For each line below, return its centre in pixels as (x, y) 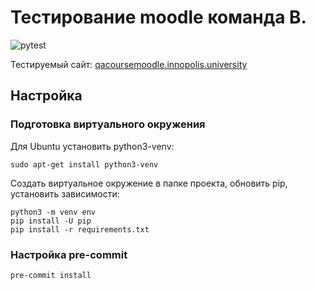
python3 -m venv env (53, 212)
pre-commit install (51, 275)
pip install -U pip (51, 221)
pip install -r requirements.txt (80, 229)
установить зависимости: (65, 193)
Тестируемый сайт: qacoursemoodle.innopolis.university (129, 64)
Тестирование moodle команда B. (158, 17)
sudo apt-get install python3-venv (84, 164)
